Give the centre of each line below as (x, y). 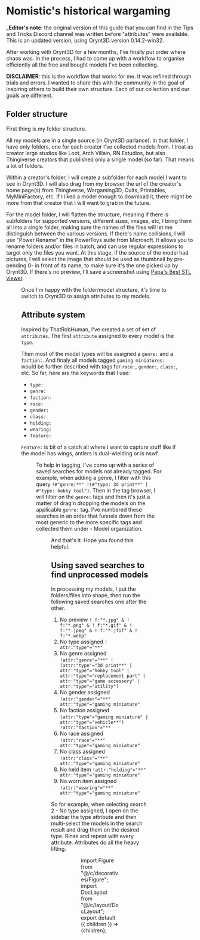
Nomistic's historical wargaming (88, 11)
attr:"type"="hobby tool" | (94, 671)
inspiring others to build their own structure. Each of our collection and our (98, 89)
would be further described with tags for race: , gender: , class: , (99, 366)
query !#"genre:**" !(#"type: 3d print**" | (92, 484)
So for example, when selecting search (99, 805)
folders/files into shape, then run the (96, 596)
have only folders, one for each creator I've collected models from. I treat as (100, 146)
